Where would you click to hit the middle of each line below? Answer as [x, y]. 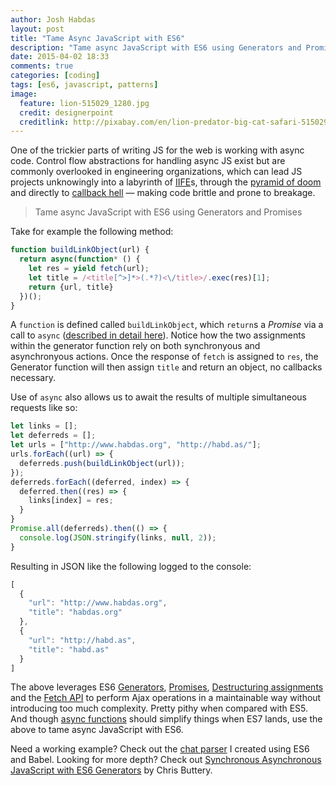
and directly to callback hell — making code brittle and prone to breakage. [163, 193]
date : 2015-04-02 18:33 [60, 57]
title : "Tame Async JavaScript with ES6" [98, 38]
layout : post [37, 29]
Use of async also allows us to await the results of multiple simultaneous [158, 397]
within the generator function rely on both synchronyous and [135, 346]
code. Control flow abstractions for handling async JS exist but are [148, 161]
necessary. [33, 378]
